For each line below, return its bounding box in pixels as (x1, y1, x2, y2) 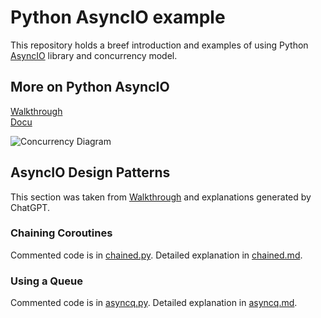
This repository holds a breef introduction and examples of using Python (10, 39, 309, 51)
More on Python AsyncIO (10, 79, 170, 96)
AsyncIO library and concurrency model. (10, 49, 178, 61)
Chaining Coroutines (10, 226, 113, 240)
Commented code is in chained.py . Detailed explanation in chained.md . (10, 249, 303, 261)
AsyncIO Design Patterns (10, 164, 171, 181)
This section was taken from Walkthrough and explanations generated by (10, 191, 312, 203)
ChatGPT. (10, 201, 50, 213)
